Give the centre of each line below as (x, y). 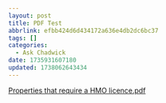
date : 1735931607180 (43, 61)
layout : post (30, 16)
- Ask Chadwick (41, 53)
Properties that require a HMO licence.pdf (77, 90)
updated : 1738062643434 (48, 68)
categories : (28, 46)
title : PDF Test (35, 23)
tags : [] (23, 38)
